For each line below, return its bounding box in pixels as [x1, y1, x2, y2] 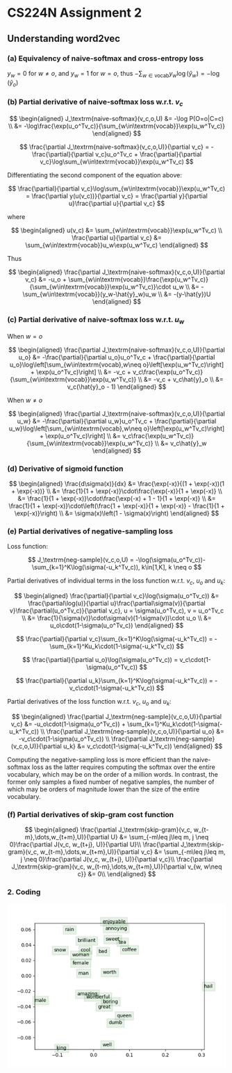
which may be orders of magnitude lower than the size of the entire [7, 784, 200, 793]
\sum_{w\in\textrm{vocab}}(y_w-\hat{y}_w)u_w [22, 290, 157, 298]
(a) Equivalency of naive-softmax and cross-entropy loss [7, 54, 204, 63]
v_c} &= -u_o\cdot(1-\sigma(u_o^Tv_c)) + [10, 720, 126, 728]
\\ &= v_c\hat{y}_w [154, 439, 207, 447]
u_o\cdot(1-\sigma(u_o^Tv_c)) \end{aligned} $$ [49, 621, 184, 629]
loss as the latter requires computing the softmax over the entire [31, 763, 215, 771]
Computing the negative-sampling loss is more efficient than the [7, 755, 191, 764]
